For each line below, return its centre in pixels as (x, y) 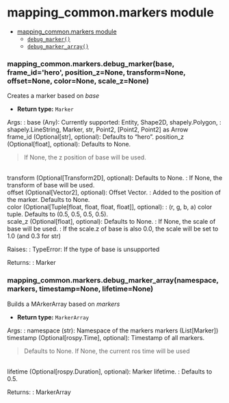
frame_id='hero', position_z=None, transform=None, (96, 72)
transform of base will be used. (51, 185)
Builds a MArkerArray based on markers (64, 304)
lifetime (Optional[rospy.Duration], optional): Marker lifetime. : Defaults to (110, 372)
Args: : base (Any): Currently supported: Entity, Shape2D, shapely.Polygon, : (114, 122)
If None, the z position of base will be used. (85, 157)
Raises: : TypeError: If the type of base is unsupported (83, 249)
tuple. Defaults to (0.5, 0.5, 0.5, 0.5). (57, 214)
